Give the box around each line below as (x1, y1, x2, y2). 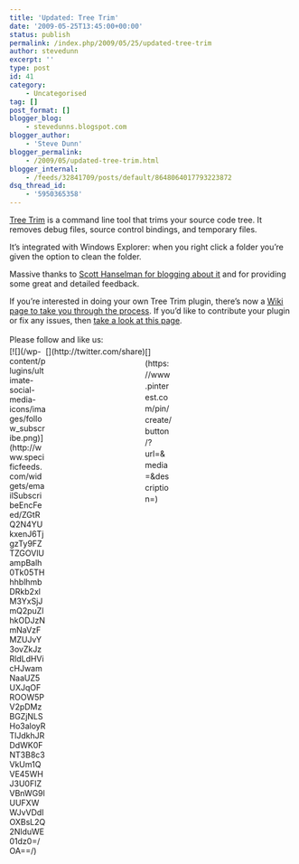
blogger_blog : (9, 114, 63, 123)
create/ (145, 415, 172, 425)
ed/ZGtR (9, 510, 41, 520)
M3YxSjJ (9, 596, 43, 606)
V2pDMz (9, 701, 42, 712)
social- (9, 385, 35, 395)
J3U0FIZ (9, 778, 42, 789)
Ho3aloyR (9, 720, 46, 731)
